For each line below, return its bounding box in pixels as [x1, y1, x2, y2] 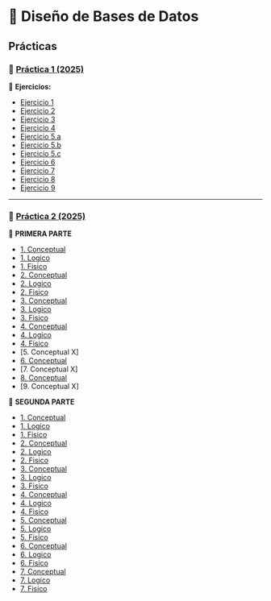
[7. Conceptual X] [19, 364, 78, 374]
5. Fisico [19, 533, 48, 542]
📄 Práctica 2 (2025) [8, 210, 86, 222]
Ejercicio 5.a [19, 131, 61, 141]
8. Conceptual [19, 373, 67, 383]
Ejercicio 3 [19, 114, 56, 124]
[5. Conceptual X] [19, 347, 79, 357]
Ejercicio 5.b [19, 140, 62, 150]
